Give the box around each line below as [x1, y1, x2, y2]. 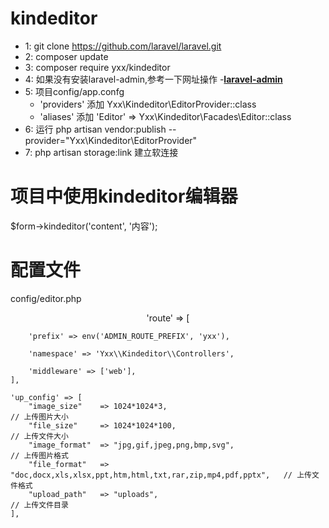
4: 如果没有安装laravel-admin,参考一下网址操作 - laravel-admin [24, 73, 283, 85]
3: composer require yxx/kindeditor [24, 61, 171, 73]
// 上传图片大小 [10, 412, 69, 422]
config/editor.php [10, 292, 82, 304]
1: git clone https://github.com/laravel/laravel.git [24, 40, 222, 52]
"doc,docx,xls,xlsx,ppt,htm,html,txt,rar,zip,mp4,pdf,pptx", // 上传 [10, 470, 312, 480]
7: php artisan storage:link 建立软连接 [24, 146, 179, 158]
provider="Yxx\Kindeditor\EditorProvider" [24, 134, 198, 146]
